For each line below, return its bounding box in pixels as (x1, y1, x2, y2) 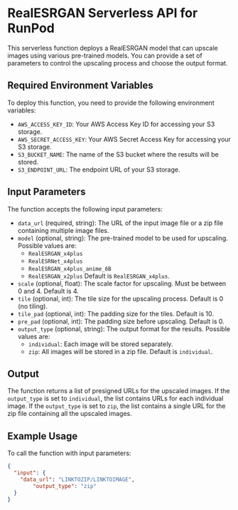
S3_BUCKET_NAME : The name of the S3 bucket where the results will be (17, 150, 219, 158)
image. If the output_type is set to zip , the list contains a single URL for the (7, 402, 226, 410)
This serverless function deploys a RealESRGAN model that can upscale (7, 43, 218, 52)
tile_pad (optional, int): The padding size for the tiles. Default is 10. (17, 309, 215, 318)
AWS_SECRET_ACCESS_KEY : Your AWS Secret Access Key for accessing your (17, 135, 231, 143)
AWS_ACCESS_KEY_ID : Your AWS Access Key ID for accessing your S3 (17, 120, 215, 128)
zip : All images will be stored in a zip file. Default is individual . (28, 347, 213, 355)
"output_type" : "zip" (33, 482, 97, 489)
